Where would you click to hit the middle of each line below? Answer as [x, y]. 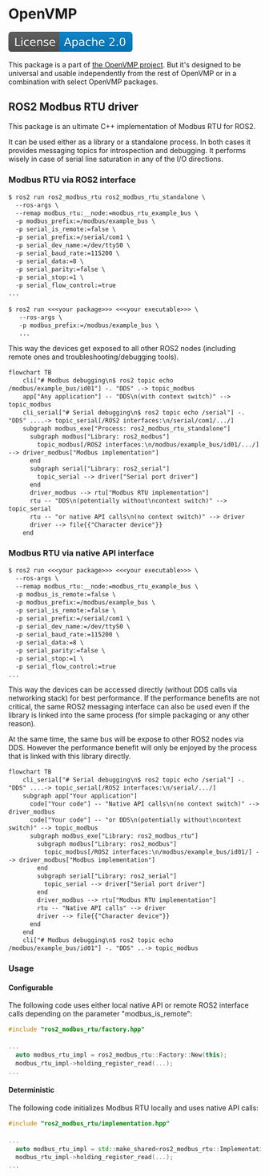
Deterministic [31, 1090]
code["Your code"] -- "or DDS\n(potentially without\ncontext [135, 820]
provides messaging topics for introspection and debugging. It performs [127, 150]
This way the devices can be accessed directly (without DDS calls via [123, 689]
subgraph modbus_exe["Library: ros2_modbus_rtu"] [114, 836]
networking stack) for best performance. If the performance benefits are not [134, 698]
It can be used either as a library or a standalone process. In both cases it [129, 142]
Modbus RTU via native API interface [81, 552]
